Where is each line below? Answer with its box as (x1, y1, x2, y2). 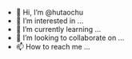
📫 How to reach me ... (15, 42, 90, 51)
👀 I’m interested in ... (15, 16, 84, 26)
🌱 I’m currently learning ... (15, 25, 102, 33)
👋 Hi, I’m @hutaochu (15, 8, 84, 17)
